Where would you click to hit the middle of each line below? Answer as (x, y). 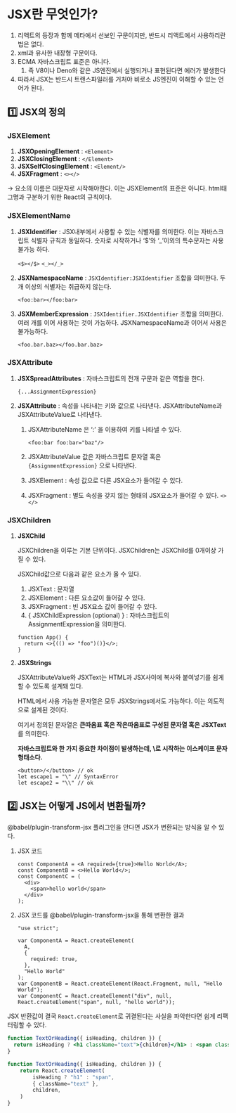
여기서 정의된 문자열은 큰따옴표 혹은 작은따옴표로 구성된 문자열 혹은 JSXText (122, 724)
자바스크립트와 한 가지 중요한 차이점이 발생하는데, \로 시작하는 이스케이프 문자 (123, 748)
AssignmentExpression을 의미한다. (77, 624)
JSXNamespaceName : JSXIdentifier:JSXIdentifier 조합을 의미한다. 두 (122, 278)
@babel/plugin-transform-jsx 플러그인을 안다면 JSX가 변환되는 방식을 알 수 (112, 828)
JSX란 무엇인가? (53, 14)
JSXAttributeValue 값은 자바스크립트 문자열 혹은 (94, 457)
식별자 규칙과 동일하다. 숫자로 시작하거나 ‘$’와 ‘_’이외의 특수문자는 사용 (127, 240)
